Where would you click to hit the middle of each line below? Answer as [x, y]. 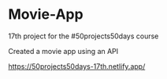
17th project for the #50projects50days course [83, 36]
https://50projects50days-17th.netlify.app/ [77, 66]
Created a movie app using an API [63, 51]
